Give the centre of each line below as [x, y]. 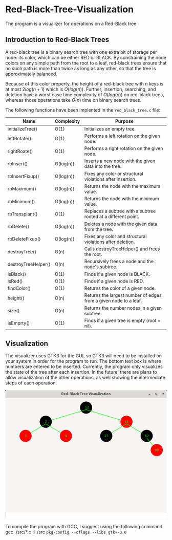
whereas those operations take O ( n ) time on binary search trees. [73, 100]
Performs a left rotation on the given [122, 136]
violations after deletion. [110, 242]
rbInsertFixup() [23, 176]
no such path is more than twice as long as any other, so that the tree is [81, 68]
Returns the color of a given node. [120, 288]
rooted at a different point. [112, 217]
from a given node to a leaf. [113, 301]
